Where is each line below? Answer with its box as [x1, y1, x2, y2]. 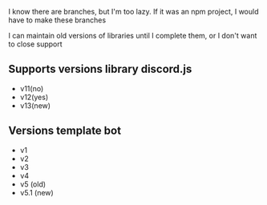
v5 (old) [19, 179, 47, 189]
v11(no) [19, 83, 44, 93]
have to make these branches [8, 15, 107, 25]
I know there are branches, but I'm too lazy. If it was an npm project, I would [8, 7, 259, 16]
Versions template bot [8, 124, 122, 138]
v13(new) [19, 100, 51, 111]
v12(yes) [19, 92, 49, 102]
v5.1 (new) [19, 187, 54, 197]
